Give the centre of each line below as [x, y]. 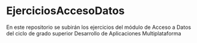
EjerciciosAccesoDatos [65, 11]
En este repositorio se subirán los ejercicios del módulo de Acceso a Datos [98, 27]
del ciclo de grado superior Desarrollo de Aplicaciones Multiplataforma [94, 33]
